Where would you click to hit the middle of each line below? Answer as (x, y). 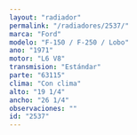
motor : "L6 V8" (37, 59)
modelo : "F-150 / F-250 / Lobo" (69, 42)
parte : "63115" (37, 75)
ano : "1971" (31, 51)
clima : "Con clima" (45, 83)
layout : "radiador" (45, 17)
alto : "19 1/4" (37, 91)
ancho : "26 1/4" (39, 100)
